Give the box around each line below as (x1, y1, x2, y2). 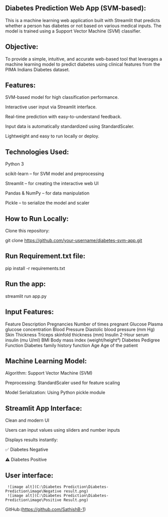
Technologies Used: (5, 147, 69, 156)
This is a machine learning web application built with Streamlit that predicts (5, 17, 160, 23)
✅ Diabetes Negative (5, 446, 49, 453)
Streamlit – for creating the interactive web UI (5, 181, 99, 187)
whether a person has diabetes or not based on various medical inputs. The (5, 23, 161, 29)
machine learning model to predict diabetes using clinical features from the (5, 61, 160, 67)
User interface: (5, 471, 54, 479)
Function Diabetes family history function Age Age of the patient (5, 342, 138, 348)
